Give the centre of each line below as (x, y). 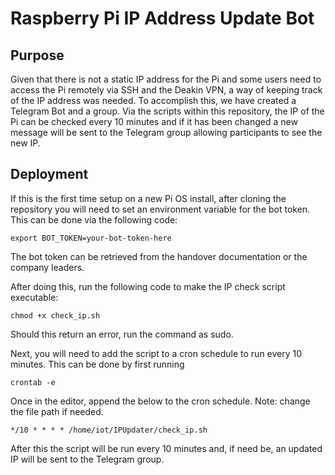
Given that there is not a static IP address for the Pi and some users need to (166, 79)
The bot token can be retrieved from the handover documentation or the (159, 256)
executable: (34, 297)
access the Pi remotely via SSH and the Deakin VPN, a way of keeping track (166, 90)
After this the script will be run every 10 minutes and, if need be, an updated (166, 448)
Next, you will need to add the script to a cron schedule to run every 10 (156, 353)
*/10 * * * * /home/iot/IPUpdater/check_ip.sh (109, 430)
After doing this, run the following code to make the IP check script (148, 286)
